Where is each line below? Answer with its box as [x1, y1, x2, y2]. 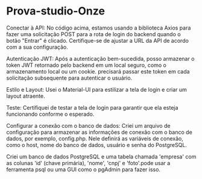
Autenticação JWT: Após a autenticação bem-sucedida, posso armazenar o [6, 55, 195, 62]
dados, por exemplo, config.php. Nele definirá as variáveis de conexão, [6, 134, 184, 142]
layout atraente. [6, 92, 45, 99]
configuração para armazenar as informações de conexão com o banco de [6, 128, 193, 136]
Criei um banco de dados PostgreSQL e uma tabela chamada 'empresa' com [6, 152, 197, 160]
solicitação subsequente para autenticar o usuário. [6, 74, 133, 81]
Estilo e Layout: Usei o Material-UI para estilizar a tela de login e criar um [6, 86, 187, 93]
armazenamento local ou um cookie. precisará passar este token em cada [6, 68, 190, 75]
